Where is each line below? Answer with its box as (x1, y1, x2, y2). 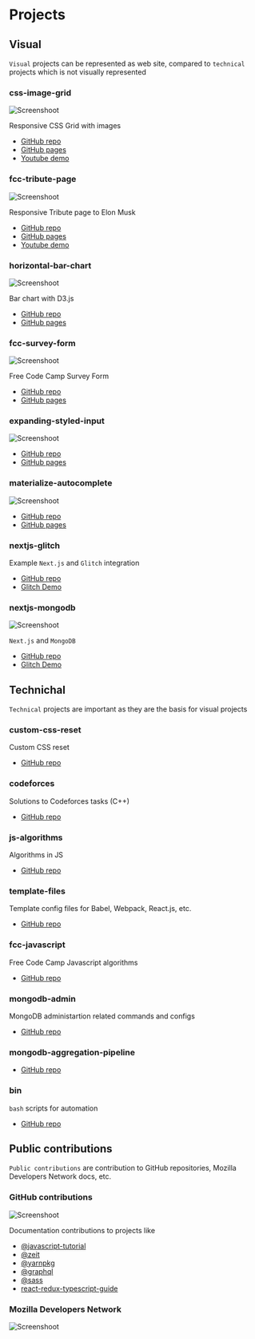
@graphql (20, 1266, 54, 1276)
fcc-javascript (9, 939, 66, 950)
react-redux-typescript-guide (20, 1284, 118, 1293)
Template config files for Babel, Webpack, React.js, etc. (9, 904, 192, 914)
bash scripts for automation (9, 1103, 98, 1113)
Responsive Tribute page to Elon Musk (9, 207, 136, 217)
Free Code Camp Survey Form (9, 371, 110, 381)
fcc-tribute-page (9, 174, 77, 185)
